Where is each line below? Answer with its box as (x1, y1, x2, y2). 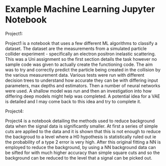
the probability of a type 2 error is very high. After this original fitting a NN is (5, 139, 161, 145)
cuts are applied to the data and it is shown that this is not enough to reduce (5, 128, 161, 134)
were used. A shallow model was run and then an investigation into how (5, 88, 152, 94)
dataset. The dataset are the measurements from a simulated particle (5, 45, 147, 51)
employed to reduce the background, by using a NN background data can (5, 144, 156, 150)
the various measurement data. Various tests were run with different (5, 72, 145, 78)
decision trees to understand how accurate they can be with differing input (5, 77, 158, 83)
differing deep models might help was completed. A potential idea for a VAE (5, 93, 161, 99)
